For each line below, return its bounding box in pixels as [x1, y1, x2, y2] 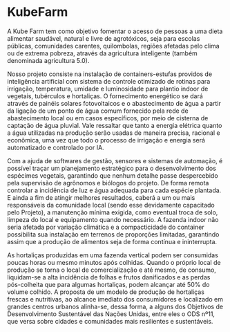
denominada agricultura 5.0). [7, 56, 90, 64]
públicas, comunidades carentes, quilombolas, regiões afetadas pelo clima [7, 41, 220, 50]
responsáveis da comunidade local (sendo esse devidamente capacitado [7, 201, 215, 209]
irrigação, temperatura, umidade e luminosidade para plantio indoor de [7, 84, 209, 93]
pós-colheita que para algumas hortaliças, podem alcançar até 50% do [7, 280, 210, 288]
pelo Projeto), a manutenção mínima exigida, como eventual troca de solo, [7, 208, 218, 216]
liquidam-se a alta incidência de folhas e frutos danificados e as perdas [7, 273, 211, 281]
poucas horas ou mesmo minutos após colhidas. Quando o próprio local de [7, 258, 221, 266]
